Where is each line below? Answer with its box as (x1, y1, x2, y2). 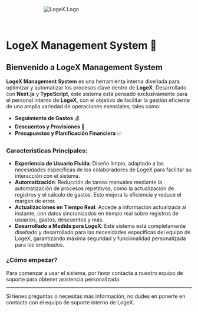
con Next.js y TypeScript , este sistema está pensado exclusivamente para (6, 91, 188, 97)
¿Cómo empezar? (6, 256, 58, 264)
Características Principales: (6, 147, 88, 155)
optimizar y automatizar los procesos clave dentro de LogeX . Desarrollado (6, 84, 187, 91)
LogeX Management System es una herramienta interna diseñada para (6, 78, 180, 85)
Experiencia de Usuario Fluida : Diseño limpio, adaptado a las (14, 160, 164, 167)
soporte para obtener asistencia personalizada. (6, 276, 121, 283)
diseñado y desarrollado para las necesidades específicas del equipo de (14, 229, 191, 236)
